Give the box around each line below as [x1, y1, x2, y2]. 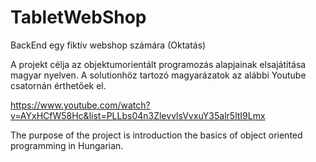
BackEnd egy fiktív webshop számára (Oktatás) [10, 39, 207, 51]
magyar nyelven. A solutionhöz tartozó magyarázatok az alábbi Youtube [10, 69, 307, 81]
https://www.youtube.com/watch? [10, 99, 151, 111]
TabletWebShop [10, 6, 147, 29]
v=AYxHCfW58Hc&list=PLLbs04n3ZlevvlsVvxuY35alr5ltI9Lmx [10, 109, 266, 121]
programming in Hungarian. [10, 139, 124, 151]
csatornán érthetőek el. [10, 79, 107, 91]
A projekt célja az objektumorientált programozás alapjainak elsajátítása [10, 58, 307, 70]
